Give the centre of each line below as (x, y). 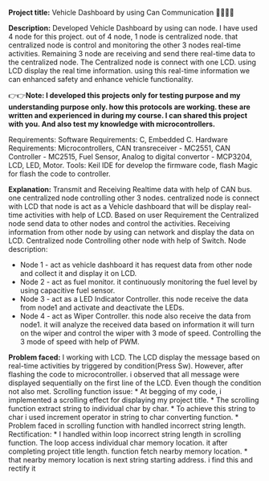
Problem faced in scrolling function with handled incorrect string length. (127, 425)
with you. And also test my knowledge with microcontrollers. (112, 124)
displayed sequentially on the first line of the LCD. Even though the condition (135, 383)
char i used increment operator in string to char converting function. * (124, 417)
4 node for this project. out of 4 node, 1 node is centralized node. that (123, 37)
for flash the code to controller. (59, 174)
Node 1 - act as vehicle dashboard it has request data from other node (136, 265)
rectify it (22, 468)
